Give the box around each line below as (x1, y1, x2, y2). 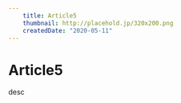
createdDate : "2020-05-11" (22, 26, 113, 34)
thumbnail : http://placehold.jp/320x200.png (22, 19, 174, 27)
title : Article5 (22, 11, 78, 20)
